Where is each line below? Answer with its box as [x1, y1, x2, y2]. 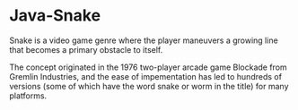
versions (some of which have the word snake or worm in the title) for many [9, 80, 289, 91]
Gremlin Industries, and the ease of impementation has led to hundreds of [9, 71, 283, 81]
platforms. [9, 90, 48, 101]
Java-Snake [9, 5, 101, 26]
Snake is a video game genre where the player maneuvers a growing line [9, 35, 278, 46]
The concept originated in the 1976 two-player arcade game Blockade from [9, 62, 287, 72]
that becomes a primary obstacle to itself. [9, 44, 163, 55]
